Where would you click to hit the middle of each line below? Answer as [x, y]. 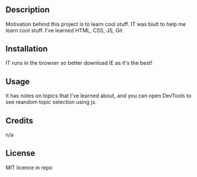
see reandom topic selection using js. [51, 102]
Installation [27, 49]
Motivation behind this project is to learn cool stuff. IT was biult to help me [96, 24]
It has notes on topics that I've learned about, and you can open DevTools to [98, 96]
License [20, 153]
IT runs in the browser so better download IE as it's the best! [79, 63]
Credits [20, 121]
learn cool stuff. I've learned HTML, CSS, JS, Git [64, 30]
